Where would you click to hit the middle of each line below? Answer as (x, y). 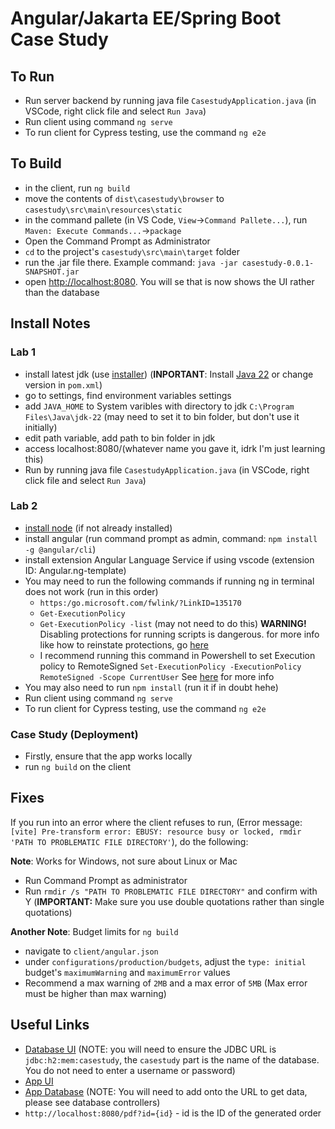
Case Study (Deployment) (74, 734)
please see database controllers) (92, 1102)
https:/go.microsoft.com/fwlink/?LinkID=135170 (140, 603)
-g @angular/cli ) (60, 549)
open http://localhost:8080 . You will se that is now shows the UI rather (169, 281)
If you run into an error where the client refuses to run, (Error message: (156, 822)
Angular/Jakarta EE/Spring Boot (146, 18)
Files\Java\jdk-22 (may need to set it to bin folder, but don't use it (162, 416)
